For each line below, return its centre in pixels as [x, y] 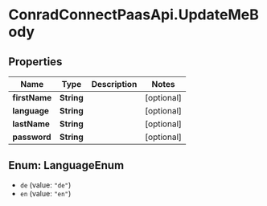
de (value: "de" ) [45, 185]
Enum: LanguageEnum [66, 165]
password [32, 137]
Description [114, 84]
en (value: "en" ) [45, 193]
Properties [35, 62]
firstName [32, 98]
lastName [31, 124]
